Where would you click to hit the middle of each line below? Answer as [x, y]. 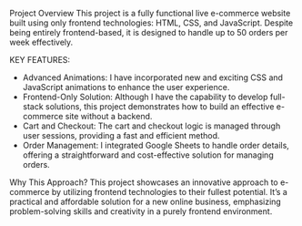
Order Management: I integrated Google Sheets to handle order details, [156, 145]
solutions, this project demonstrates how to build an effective [160, 107]
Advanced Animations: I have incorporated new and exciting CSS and [153, 77]
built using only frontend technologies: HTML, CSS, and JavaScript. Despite [151, 23]
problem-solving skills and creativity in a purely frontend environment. [141, 211]
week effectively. [41, 42]
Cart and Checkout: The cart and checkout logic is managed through [151, 126]
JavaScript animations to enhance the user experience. [126, 87]
